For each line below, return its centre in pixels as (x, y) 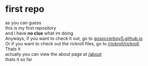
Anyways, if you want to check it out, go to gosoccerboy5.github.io (74, 38)
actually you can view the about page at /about (54, 54)
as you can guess (23, 23)
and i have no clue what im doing (39, 33)
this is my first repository (31, 28)
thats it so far (19, 59)
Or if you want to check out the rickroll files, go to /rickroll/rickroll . (73, 43)
